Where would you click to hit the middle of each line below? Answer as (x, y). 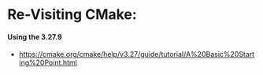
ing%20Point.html (48, 63)
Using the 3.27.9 (35, 36)
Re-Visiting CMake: (72, 15)
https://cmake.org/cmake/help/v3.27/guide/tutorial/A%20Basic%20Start (137, 54)
